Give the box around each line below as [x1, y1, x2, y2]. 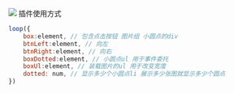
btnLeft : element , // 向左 [23, 40, 108, 48]
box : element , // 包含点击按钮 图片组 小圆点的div [23, 32, 179, 40]
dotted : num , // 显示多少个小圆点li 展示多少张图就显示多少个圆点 [23, 70, 226, 78]
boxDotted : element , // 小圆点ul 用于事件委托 [23, 55, 169, 63]
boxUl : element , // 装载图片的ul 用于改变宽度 [23, 62, 167, 70]
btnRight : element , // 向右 [23, 47, 112, 56]
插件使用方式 [18, 9, 62, 18]
